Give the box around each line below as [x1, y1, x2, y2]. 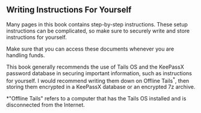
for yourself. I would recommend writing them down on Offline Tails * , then [6, 76, 190, 84]
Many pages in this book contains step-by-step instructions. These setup [6, 20, 188, 28]
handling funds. [6, 51, 45, 59]
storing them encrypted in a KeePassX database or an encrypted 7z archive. [6, 84, 196, 91]
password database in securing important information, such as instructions [6, 69, 193, 77]
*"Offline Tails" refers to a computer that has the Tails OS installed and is [6, 95, 187, 102]
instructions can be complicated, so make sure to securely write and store [6, 27, 190, 34]
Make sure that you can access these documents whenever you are [6, 45, 175, 52]
